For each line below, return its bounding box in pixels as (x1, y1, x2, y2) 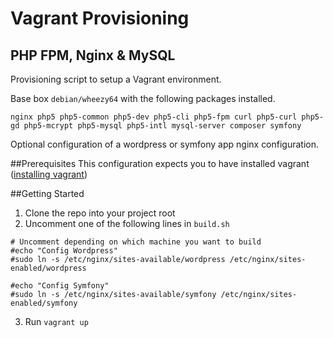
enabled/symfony (10, 298, 78, 308)
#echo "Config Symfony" (10, 281, 110, 291)
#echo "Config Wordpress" (10, 246, 118, 256)
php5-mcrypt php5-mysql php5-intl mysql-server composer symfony (23, 121, 302, 131)
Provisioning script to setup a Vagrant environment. (10, 73, 222, 85)
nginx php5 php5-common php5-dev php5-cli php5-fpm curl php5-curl (10, 112, 298, 122)
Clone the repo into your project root (24, 207, 176, 219)
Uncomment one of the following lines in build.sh (24, 218, 230, 229)
